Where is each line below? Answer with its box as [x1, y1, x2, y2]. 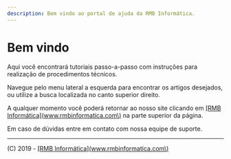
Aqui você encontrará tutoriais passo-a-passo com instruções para [7, 63, 198, 71]
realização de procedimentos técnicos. [7, 70, 118, 78]
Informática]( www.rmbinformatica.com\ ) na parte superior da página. [7, 111, 203, 119]
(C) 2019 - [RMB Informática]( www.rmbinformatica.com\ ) [7, 144, 169, 152]
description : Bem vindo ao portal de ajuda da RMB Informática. [7, 10, 195, 17]
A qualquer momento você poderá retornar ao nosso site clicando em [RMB [7, 104, 221, 112]
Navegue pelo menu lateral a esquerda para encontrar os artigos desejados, [7, 83, 223, 92]
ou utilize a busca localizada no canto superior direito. [7, 90, 160, 98]
